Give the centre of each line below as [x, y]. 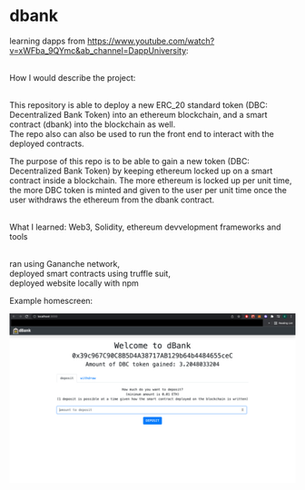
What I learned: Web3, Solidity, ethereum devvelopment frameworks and [145, 227]
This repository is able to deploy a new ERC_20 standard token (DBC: [138, 104]
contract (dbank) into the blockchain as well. [93, 124]
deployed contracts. [47, 143]
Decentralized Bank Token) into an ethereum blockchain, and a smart [138, 114]
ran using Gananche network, [65, 263]
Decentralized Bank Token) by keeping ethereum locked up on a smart [141, 171]
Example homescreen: [51, 300]
